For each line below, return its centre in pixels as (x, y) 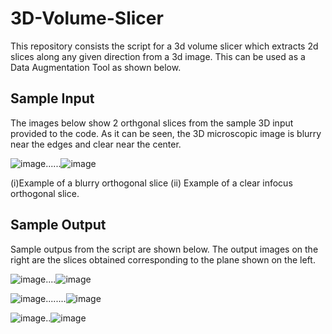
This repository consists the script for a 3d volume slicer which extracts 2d (164, 46)
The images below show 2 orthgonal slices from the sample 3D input (152, 123)
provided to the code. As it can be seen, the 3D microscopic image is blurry (166, 133)
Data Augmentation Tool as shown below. (96, 67)
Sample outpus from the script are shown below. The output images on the (164, 249)
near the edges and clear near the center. (96, 144)
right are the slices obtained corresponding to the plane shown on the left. (163, 259)
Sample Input (52, 98)
